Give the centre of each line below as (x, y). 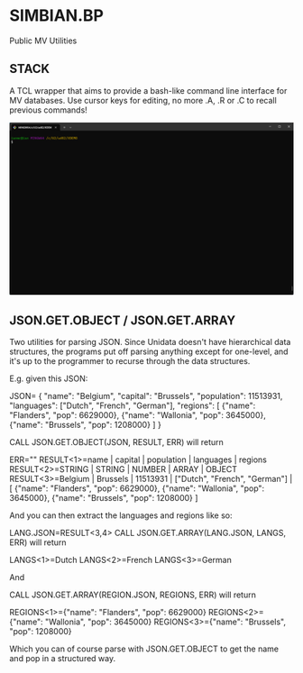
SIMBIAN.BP (56, 16)
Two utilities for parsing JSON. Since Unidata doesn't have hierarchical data (150, 342)
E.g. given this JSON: (49, 378)
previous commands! (48, 110)
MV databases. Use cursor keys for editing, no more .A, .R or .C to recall (143, 100)
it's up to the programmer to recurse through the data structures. (130, 361)
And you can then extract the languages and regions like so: (121, 515)
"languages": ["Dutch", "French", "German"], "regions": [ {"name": (133, 405)
